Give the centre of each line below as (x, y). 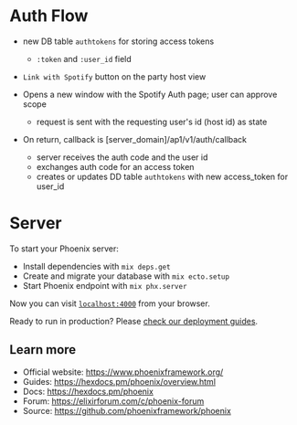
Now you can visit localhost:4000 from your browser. (110, 303)
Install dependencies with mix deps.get (96, 266)
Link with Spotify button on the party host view (114, 76)
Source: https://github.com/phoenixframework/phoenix (127, 410)
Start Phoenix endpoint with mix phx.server (105, 285)
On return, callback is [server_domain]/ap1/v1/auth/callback (135, 139)
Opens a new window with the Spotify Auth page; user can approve (150, 94)
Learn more (43, 350)
